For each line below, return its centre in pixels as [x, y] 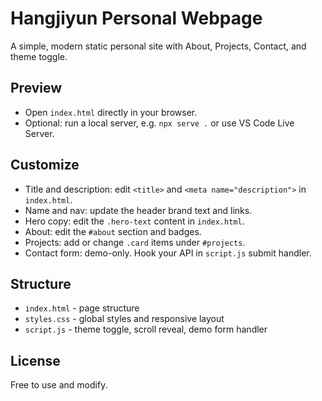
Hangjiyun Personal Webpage [136, 18]
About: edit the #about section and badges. [113, 231]
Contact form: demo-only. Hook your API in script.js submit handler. [168, 253]
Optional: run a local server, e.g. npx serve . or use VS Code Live [159, 123]
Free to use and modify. [59, 385]
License [35, 360]
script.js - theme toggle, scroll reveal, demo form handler [146, 329]
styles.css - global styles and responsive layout [124, 319]
